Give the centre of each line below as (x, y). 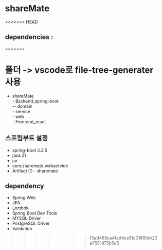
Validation (22, 229)
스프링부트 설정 (27, 138)
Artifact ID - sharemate (35, 171)
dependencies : (29, 37)
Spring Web (24, 198)
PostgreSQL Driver (31, 223)
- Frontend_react (29, 121)
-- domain (22, 106)
